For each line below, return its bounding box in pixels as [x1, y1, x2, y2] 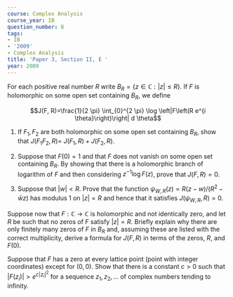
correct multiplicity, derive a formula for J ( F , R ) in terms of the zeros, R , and [7, 234, 226, 242]
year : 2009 [7, 62, 39, 70]
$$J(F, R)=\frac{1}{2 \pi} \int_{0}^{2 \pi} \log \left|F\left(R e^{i [29, 107, 206, 115]
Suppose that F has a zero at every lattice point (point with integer [7, 255, 199, 263]
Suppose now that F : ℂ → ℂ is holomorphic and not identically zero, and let [7, 209, 226, 218]
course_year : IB [7, 17, 55, 24]
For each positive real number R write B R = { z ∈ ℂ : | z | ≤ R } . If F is [7, 82, 200, 92]
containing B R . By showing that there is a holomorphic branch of [17, 159, 204, 169]
